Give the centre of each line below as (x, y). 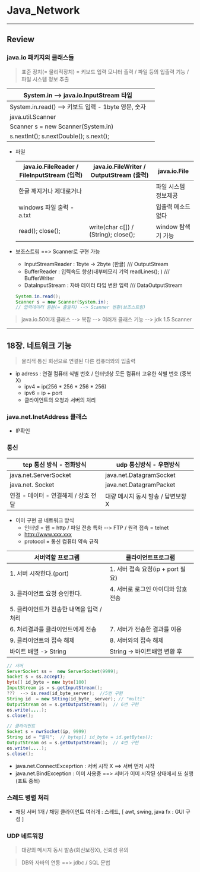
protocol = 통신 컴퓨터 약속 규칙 (61, 541)
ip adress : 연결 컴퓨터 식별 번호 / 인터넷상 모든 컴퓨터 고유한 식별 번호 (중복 (103, 374)
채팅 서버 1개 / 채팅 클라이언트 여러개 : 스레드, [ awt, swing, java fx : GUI (100, 811)
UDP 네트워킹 (25, 836)
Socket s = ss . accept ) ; (36, 677)
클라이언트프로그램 (150, 557)
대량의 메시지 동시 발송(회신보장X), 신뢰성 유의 (75, 850)
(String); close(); (112, 234)
